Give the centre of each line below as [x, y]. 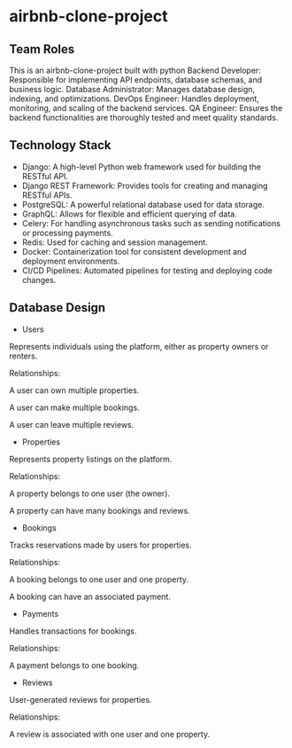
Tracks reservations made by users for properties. [100, 545]
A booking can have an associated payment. [90, 596]
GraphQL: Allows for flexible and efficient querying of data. [129, 214]
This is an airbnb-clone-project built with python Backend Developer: [135, 70]
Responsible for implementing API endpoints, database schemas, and [136, 80]
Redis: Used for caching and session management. [115, 242]
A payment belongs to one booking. [74, 665]
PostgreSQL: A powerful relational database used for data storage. [143, 204]
